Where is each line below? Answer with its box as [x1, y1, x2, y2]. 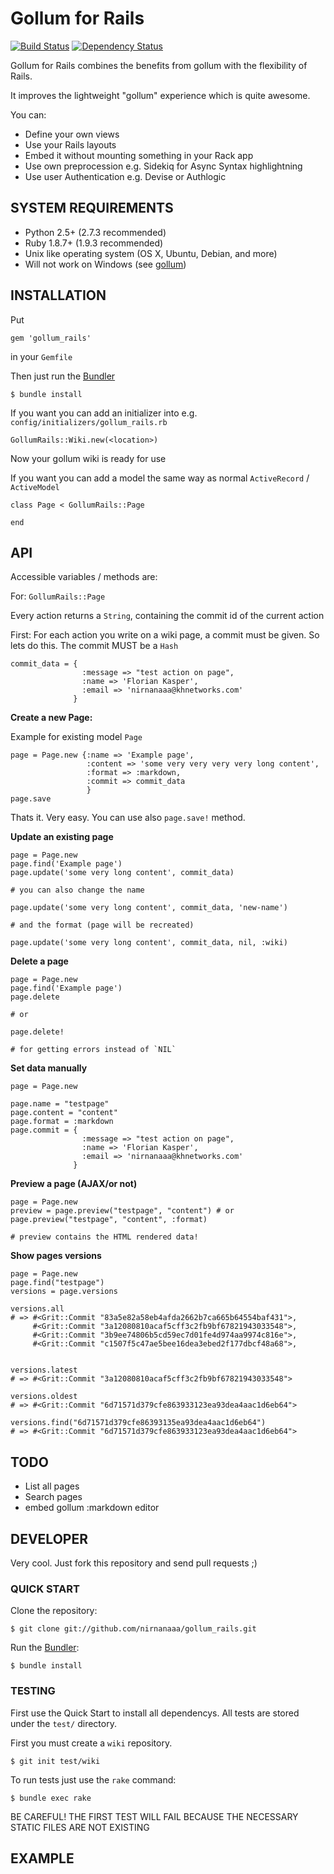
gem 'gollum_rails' [10, 333, 92, 343]
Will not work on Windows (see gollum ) [24, 258, 187, 270]
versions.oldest [10, 1392, 78, 1402]
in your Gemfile [10, 350, 73, 362]
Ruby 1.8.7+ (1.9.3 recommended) [24, 237, 164, 249]
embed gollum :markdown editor [24, 1502, 160, 1514]
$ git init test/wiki [10, 1756, 101, 1766]
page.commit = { [10, 1125, 78, 1136]
